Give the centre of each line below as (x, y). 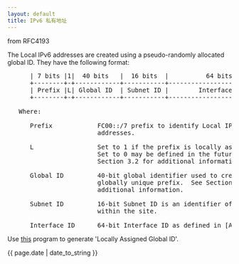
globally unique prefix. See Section (165, 183)
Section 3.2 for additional (146, 161)
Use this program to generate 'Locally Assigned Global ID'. (93, 238)
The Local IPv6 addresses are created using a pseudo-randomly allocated (116, 55)
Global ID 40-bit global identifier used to (124, 175)
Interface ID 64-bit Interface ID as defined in (126, 225)
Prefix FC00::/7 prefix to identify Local (126, 126)
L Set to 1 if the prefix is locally (126, 147)
